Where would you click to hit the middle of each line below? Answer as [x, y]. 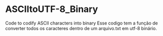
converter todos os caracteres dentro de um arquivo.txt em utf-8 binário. [81, 28]
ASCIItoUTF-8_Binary [52, 9]
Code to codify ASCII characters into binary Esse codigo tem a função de [82, 23]
